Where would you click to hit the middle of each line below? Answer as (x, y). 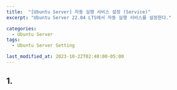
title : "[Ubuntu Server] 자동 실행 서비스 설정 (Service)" (78, 12)
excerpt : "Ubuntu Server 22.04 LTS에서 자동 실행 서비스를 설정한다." (89, 18)
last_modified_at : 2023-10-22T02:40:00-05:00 (65, 57)
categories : (21, 29)
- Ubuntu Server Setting (43, 46)
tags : (13, 40)
